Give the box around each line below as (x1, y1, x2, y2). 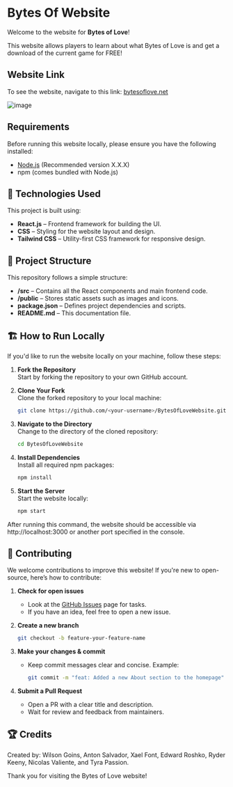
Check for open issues (17, 587, 84, 596)
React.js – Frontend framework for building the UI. (17, 220, 162, 228)
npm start (17, 507, 47, 514)
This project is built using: (7, 207, 81, 215)
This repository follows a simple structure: (7, 273, 128, 282)
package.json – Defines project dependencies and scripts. (17, 301, 186, 310)
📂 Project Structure (7, 255, 92, 267)
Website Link (7, 69, 65, 81)
